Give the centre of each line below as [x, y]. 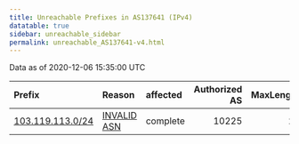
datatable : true [39, 26]
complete [165, 121]
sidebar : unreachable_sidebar [65, 34]
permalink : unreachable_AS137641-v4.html [87, 42]
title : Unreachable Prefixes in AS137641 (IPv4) [101, 17]
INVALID [120, 116]
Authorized [218, 90]
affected [164, 95]
